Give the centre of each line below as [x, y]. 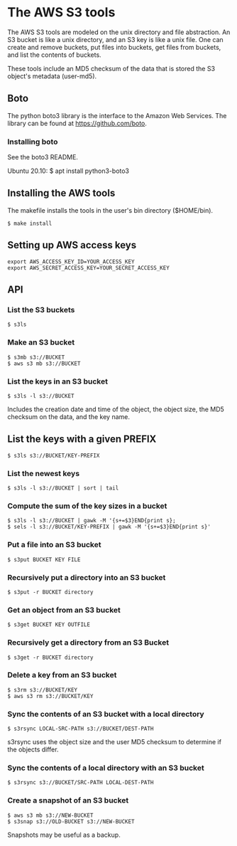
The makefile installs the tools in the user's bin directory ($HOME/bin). [110, 210]
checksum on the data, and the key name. [68, 416]
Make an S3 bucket [41, 342]
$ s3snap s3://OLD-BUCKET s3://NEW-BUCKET [71, 821]
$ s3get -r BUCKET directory [50, 657]
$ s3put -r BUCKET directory [50, 592]
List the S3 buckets [41, 310]
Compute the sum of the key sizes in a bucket [87, 506]
